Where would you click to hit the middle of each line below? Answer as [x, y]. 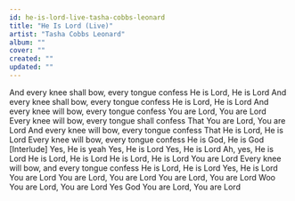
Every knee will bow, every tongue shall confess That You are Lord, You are [147, 120]
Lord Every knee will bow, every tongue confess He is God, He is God [137, 140]
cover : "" [28, 51]
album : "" [28, 42]
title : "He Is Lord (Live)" [61, 26]
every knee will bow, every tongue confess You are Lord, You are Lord [138, 111]
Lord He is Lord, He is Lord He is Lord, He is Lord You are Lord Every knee [145, 158]
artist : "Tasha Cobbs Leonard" [67, 34]
